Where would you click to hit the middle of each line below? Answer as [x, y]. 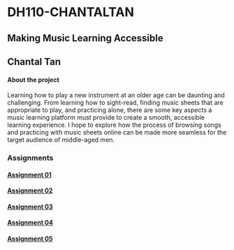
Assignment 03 [30, 207]
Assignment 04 [30, 223]
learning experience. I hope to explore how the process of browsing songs [114, 125]
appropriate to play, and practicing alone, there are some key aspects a [110, 110]
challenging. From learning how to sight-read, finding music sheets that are [115, 103]
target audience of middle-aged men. [61, 140]
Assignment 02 [30, 190]
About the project [33, 79]
